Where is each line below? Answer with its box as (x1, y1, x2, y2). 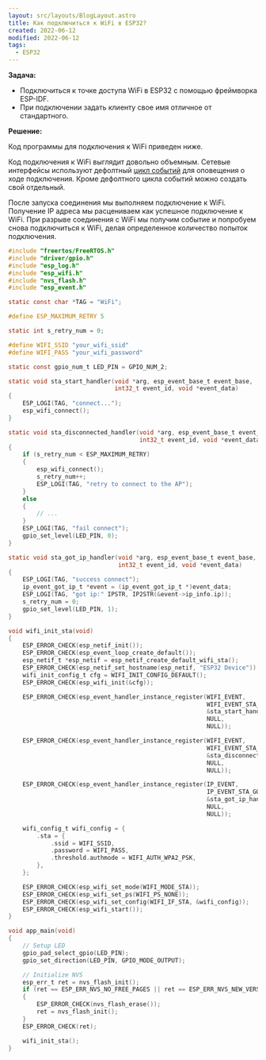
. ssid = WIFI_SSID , (50, 839, 115, 847)
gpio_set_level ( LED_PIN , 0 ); (22, 532, 119, 540)
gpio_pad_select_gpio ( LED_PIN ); (22, 949, 129, 957)
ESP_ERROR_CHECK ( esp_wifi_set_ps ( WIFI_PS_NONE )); (22, 890, 190, 898)
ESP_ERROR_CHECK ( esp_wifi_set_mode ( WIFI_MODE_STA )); (22, 883, 200, 891)
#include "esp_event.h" (8, 283, 87, 292)
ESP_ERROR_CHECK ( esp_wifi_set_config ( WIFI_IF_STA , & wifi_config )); (22, 898, 249, 906)
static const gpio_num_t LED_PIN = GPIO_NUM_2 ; (8, 363, 169, 371)
